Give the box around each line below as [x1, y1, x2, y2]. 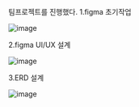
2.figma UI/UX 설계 [8, 40, 71, 49]
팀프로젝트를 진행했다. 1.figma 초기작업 [8, 7, 132, 16]
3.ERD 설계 [8, 73, 44, 83]
